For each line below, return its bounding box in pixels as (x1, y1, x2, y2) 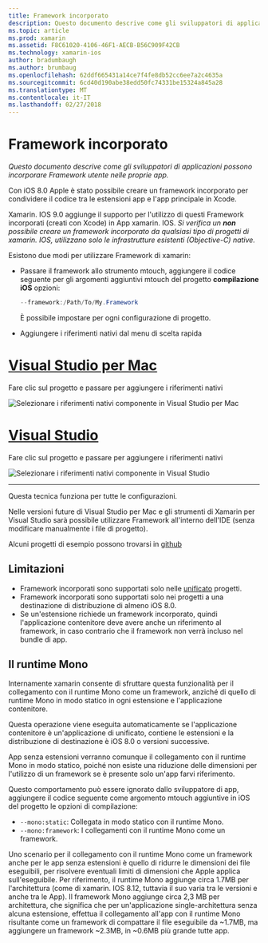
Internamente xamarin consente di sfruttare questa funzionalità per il (8, 678, 234, 688)
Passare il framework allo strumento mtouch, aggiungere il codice (19, 266, 236, 276)
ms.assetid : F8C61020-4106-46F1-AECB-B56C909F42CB (8, 42, 180, 50)
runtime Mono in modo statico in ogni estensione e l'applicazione (8, 696, 223, 706)
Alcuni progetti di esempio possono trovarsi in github (8, 539, 182, 548)
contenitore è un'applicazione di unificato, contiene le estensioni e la (8, 728, 234, 738)
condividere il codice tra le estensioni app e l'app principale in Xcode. (8, 194, 237, 204)
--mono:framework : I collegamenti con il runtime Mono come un (19, 826, 226, 835)
